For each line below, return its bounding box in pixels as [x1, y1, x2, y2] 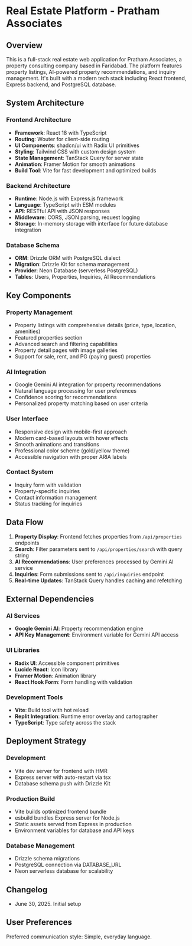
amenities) [14, 328, 41, 335]
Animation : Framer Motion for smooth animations [14, 161, 136, 168]
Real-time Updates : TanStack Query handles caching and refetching [14, 577, 183, 584]
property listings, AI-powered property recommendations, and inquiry [6, 68, 176, 75]
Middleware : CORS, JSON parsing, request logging [14, 214, 140, 221]
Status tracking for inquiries [14, 500, 83, 507]
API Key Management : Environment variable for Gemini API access [14, 631, 179, 638]
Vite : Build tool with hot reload [14, 706, 89, 713]
